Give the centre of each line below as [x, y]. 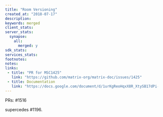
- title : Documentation [31, 82]
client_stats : [19, 28]
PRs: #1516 [16, 100]
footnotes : [16, 59]
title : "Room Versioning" [31, 9]
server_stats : [19, 32]
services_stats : [21, 55]
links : [12, 68]
